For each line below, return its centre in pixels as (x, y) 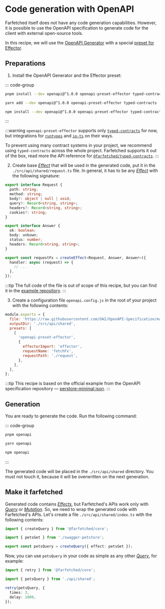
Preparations (25, 63)
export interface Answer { (33, 226)
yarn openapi (18, 443)
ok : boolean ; (23, 231)
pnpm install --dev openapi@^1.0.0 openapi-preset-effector (68, 94)
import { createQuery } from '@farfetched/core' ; (57, 529)
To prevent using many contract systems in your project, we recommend (79, 145)
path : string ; (24, 190)
